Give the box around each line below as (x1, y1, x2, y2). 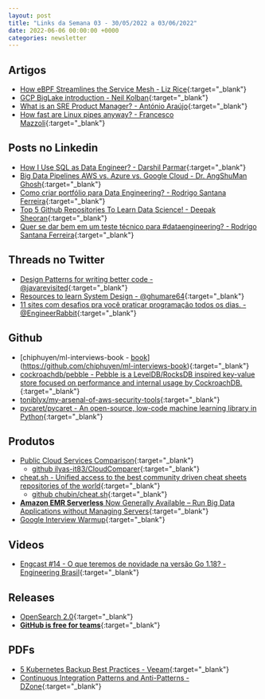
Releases (8, 591, 55, 604)
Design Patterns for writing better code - (19, 274, 154, 283)
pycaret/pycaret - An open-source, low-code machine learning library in (19, 403, 257, 412)
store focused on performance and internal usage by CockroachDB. (19, 377, 243, 387)
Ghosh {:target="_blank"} (19, 179, 102, 189)
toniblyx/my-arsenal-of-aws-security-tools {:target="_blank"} (19, 395, 220, 404)
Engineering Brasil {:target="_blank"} (19, 568, 139, 577)
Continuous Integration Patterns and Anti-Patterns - (19, 673, 189, 682)
